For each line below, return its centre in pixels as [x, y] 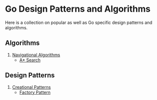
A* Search [30, 60]
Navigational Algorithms [36, 55]
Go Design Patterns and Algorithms [78, 9]
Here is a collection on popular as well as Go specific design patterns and [79, 22]
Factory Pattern [35, 92]
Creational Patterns [31, 87]
